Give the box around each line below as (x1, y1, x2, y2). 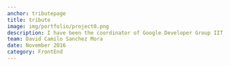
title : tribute (7, 16, 51, 23)
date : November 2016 (7, 42, 67, 49)
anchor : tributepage (7, 10, 67, 17)
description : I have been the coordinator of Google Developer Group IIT (7, 29, 224, 36)
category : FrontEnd (7, 49, 63, 56)
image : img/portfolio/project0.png (7, 23, 109, 30)
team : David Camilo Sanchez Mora (7, 36, 103, 43)
